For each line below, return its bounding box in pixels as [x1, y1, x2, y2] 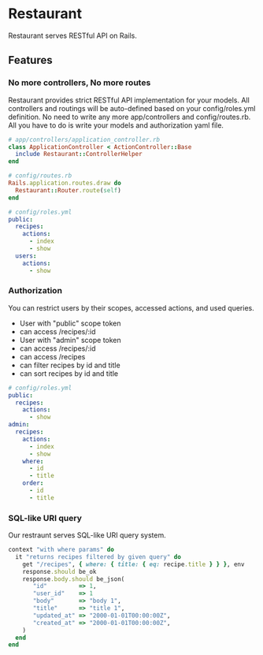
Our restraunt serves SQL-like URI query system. [8, 530, 167, 540]
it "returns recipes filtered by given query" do [15, 553, 181, 560]
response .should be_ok [22, 568, 97, 575]
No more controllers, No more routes [8, 77, 151, 88]
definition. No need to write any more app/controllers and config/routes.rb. [8, 112, 251, 121]
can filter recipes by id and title [19, 360, 120, 370]
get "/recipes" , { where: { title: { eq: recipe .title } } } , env [22, 560, 245, 568]
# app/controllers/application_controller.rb [8, 136, 160, 143]
